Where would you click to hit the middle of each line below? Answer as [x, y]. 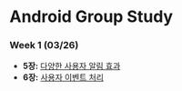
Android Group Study [91, 17]
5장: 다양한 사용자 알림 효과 [71, 66]
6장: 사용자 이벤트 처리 [63, 77]
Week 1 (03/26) [44, 45]
